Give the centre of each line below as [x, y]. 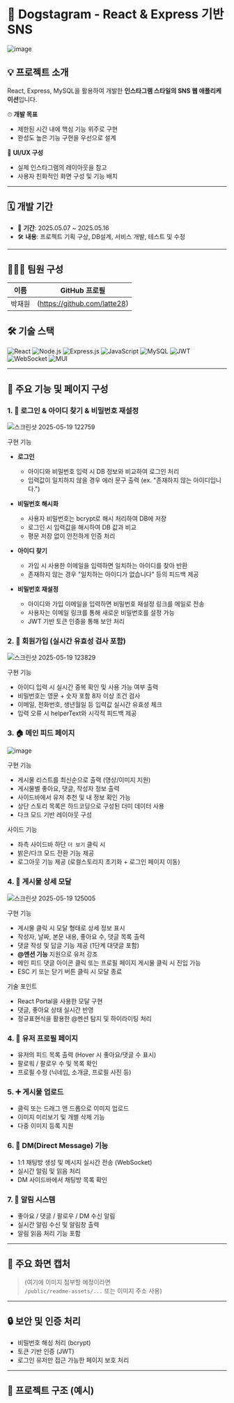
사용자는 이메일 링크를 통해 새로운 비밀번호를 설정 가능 [101, 612]
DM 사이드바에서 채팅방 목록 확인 [62, 1179]
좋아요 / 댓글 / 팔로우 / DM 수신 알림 [66, 1216]
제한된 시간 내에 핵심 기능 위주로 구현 [68, 129]
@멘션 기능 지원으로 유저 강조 [57, 954]
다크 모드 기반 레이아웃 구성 [55, 815]
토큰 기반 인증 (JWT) [46, 1351]
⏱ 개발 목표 [23, 114]
